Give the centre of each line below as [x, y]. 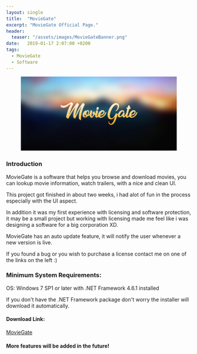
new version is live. [29, 242]
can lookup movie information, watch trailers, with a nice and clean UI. [91, 183]
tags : [13, 50]
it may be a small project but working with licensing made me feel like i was [97, 219]
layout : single [25, 12]
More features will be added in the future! [58, 346]
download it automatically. [38, 306]
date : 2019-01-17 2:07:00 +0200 [49, 44]
